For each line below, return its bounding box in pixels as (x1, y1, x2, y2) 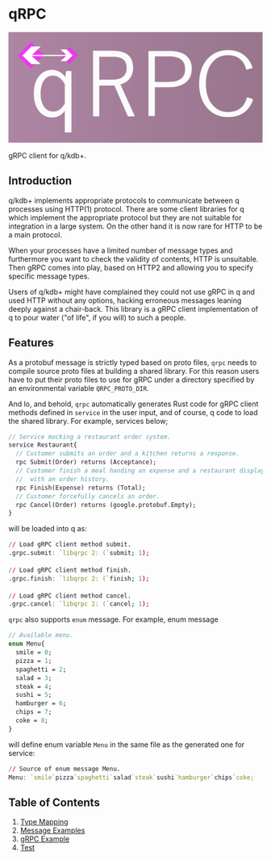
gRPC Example (19, 834, 70, 844)
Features (8, 336, 54, 350)
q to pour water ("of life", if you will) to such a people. (8, 313, 186, 322)
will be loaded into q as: (8, 524, 87, 534)
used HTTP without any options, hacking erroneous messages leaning (8, 296, 242, 305)
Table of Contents (8, 795, 101, 809)
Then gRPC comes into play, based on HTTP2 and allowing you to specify (8, 262, 254, 272)
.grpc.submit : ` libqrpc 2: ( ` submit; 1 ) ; (8, 549, 150, 557)
